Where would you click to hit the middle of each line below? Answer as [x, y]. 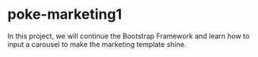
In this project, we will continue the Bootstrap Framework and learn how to [129, 36]
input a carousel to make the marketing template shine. [97, 44]
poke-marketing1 [65, 14]
